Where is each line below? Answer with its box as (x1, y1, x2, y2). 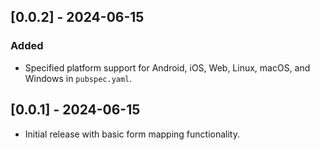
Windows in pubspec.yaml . (24, 72, 133, 84)
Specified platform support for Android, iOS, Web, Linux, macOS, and (24, 61, 311, 74)
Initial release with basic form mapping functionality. (24, 128, 241, 140)
